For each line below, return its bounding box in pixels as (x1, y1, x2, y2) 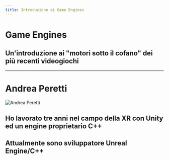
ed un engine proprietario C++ (5, 122, 102, 130)
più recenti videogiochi (5, 57, 79, 65)
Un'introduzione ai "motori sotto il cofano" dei (5, 49, 153, 58)
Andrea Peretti (5, 83, 67, 94)
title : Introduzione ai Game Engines (5, 7, 84, 13)
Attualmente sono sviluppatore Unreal (5, 139, 127, 147)
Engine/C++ (5, 147, 44, 155)
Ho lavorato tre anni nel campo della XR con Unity (5, 114, 163, 122)
